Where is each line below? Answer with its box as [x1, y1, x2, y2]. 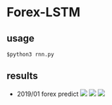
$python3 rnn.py [6, 51, 54, 58]
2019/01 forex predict [16, 89, 79, 98]
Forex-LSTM [6, 4, 81, 20]
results [6, 70, 38, 82]
